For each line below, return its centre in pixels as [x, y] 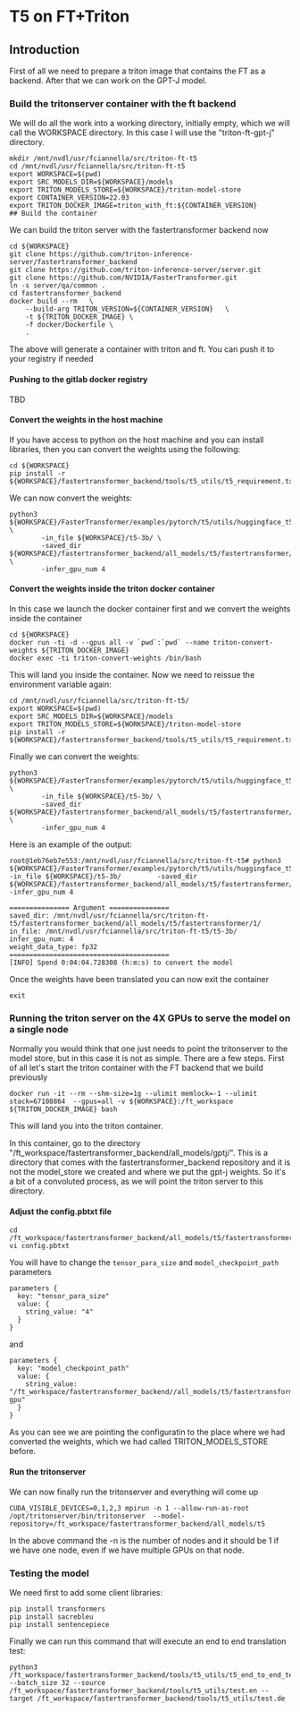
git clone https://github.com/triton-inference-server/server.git [135, 270]
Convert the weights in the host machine [86, 420]
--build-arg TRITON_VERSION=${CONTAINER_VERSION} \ [127, 309]
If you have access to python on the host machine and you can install [137, 440]
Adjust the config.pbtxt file [60, 1211]
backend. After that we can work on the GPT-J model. [108, 81]
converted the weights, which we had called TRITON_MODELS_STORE [139, 1442]
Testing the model [49, 1573]
